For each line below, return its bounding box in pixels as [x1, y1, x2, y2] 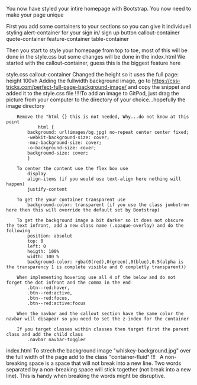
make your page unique [6, 11, 64, 18]
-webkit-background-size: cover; [27, 134, 110, 140]
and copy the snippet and [128, 84, 190, 91]
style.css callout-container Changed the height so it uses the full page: [6, 71, 179, 78]
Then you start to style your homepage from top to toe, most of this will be [6, 47, 188, 54]
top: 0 [27, 238, 44, 244]
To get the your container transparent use [17, 197, 126, 203]
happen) [6, 181, 25, 187]
